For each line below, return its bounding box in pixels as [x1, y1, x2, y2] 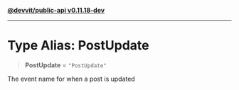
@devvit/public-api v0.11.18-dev [7, 6, 105, 14]
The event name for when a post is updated [7, 74, 135, 83]
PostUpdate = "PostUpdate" [24, 60, 107, 69]
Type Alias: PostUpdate [7, 38, 149, 54]
